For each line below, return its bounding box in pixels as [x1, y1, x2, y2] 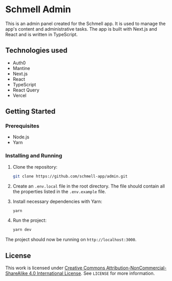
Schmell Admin [5, 4, 71, 15]
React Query [12, 87, 39, 93]
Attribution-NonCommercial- [106, 265, 167, 271]
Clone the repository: [12, 163, 58, 170]
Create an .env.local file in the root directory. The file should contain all [12, 183, 165, 189]
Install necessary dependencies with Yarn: [12, 198, 102, 204]
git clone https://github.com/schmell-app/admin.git [12, 174, 128, 179]
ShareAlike [5, 270, 28, 276]
